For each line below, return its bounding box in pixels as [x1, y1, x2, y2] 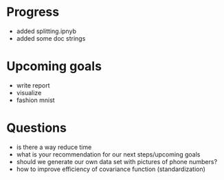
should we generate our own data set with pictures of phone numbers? [16, 157, 218, 166]
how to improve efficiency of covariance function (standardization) [16, 165, 205, 173]
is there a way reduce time [16, 143, 92, 151]
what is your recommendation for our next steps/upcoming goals [16, 150, 201, 159]
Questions [6, 120, 67, 136]
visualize [16, 88, 42, 97]
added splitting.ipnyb [16, 27, 77, 35]
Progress [6, 4, 60, 20]
